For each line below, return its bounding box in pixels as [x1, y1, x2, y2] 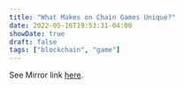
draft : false [9, 37, 57, 47]
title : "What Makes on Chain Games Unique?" [9, 12, 176, 22]
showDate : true [9, 29, 65, 38]
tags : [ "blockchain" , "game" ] [9, 46, 121, 55]
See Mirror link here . [9, 70, 84, 80]
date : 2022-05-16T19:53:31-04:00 [9, 21, 133, 30]
